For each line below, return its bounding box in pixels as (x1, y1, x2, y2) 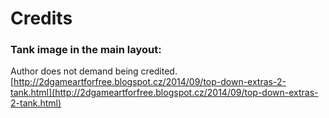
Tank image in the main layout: (10, 43, 162, 57)
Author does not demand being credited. (10, 65, 178, 77)
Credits (10, 7, 73, 30)
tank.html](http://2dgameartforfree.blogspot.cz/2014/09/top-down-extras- (10, 87, 319, 99)
